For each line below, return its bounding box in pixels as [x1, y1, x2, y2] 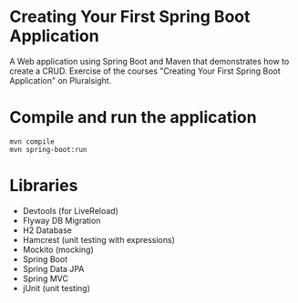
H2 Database [22, 225, 73, 236]
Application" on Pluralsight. [9, 75, 112, 86]
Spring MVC [22, 273, 69, 284]
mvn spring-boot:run [9, 145, 88, 154]
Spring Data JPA [22, 263, 85, 274]
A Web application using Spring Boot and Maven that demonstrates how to [9, 56, 290, 66]
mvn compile [9, 136, 55, 146]
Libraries [9, 176, 78, 197]
